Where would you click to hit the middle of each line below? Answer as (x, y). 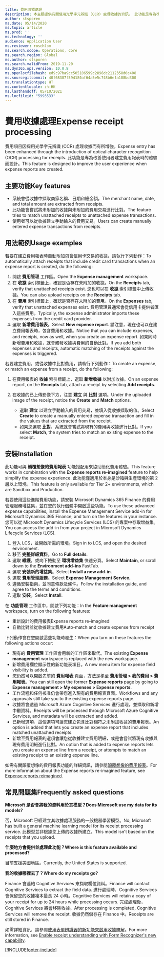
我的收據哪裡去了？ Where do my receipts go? (51, 873)
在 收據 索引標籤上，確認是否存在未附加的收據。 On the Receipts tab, (81, 282)
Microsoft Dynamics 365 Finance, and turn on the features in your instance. (81, 516)
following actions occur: (29, 643)
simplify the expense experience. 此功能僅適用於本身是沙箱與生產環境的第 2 (82, 478)
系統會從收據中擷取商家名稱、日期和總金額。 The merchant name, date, (83, 198)
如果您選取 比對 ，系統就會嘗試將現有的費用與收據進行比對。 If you (86, 426)
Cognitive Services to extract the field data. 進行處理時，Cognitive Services (81, 890)
